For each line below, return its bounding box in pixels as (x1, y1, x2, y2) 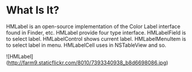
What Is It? (6, 4, 59, 17)
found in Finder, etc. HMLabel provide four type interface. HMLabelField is (6, 29, 187, 36)
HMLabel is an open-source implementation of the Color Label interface (6, 23, 181, 30)
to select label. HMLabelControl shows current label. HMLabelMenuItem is (6, 35, 187, 42)
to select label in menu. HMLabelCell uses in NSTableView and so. (6, 42, 167, 49)
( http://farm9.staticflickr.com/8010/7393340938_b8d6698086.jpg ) (6, 59, 168, 66)
